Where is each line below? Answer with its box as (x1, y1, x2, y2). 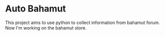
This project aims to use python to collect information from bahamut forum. (5, 19, 160, 25)
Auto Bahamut (5, 3, 66, 14)
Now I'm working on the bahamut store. (5, 24, 86, 30)
